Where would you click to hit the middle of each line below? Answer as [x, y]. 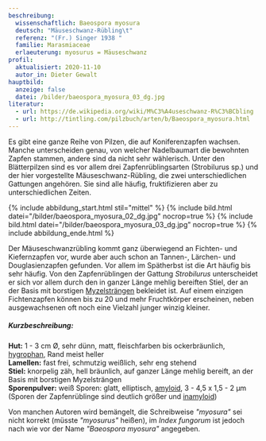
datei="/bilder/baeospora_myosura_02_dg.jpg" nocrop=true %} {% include [131, 216]
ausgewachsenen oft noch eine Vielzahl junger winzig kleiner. [109, 308]
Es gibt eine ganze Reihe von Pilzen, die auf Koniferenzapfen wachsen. [124, 141]
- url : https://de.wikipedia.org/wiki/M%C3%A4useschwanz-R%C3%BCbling [135, 112]
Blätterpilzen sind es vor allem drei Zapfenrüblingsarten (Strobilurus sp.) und [133, 167]
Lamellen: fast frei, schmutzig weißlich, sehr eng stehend [102, 362]
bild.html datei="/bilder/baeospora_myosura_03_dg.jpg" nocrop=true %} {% [133, 224]
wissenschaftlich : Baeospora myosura [78, 23]
